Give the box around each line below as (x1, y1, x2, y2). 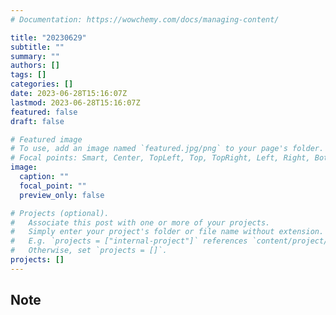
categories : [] (10, 79, 74, 90)
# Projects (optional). (10, 208, 110, 218)
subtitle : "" (10, 42, 65, 52)
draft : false (10, 116, 65, 126)
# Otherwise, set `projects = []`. (10, 246, 168, 256)
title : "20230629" (10, 32, 87, 43)
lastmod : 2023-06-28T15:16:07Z (10, 97, 141, 108)
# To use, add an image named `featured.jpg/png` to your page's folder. (10, 144, 325, 154)
